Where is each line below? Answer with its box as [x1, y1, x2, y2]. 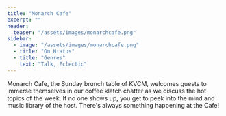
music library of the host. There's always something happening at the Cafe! [7, 101, 220, 109]
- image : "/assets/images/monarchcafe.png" [13, 42, 139, 48]
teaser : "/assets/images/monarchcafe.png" [13, 29, 136, 36]
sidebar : [7, 35, 32, 42]
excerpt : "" [7, 16, 41, 23]
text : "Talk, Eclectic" [19, 61, 88, 68]
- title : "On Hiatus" [13, 48, 75, 55]
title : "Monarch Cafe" [7, 10, 72, 17]
